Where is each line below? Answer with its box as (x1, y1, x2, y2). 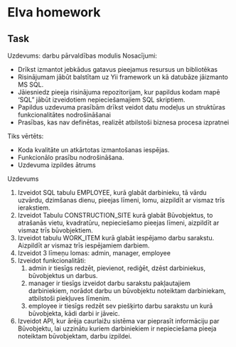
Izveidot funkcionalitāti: (17, 257, 87, 265)
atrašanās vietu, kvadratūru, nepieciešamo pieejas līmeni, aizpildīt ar (17, 218, 220, 227)
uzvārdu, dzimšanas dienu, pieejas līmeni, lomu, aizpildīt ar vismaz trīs (17, 196, 225, 204)
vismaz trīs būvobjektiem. (17, 226, 94, 235)
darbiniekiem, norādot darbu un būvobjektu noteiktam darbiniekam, (28, 287, 226, 295)
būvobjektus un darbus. (28, 272, 98, 279)
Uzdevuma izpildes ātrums (17, 161, 96, 169)
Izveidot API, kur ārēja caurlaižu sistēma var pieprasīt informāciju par (17, 317, 220, 325)
